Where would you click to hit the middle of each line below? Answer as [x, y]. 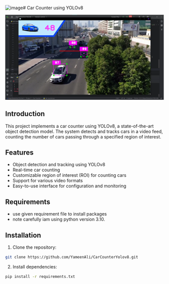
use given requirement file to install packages [60, 214]
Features [19, 152]
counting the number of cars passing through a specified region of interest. [83, 136]
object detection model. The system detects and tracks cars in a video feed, [84, 131]
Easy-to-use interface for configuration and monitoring [69, 186]
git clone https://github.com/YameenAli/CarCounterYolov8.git [72, 257]
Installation [23, 235]
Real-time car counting [36, 170]
